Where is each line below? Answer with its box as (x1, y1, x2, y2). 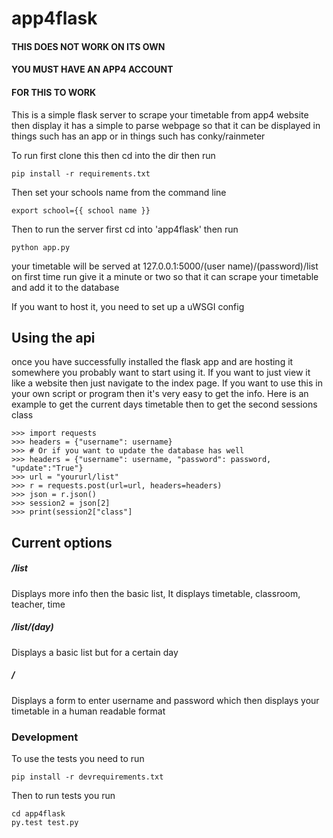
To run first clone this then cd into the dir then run (11, 149, 216, 161)
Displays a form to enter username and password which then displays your (11, 694, 320, 706)
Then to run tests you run (11, 789, 116, 801)
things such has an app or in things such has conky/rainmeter (11, 130, 266, 142)
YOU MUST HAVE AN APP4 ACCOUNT (11, 63, 174, 76)
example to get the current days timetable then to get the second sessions (11, 398, 318, 411)
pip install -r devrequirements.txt (11, 772, 164, 782)
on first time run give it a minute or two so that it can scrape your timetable (11, 270, 319, 282)
